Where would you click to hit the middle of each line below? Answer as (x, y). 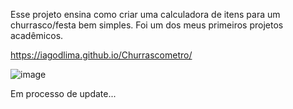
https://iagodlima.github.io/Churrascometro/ (101, 55)
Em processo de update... (63, 93)
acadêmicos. (37, 35)
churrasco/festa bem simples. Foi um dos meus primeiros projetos (147, 25)
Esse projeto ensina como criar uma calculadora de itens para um (145, 14)
